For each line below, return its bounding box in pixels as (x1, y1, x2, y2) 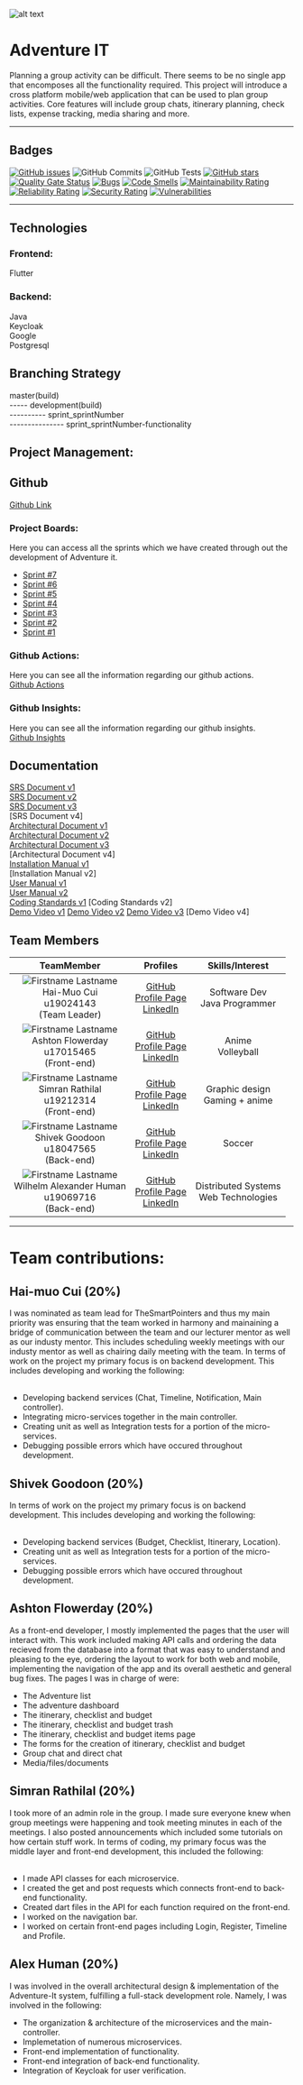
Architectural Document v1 (9, 821, 108, 831)
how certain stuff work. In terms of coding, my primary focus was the (9, 1836, 267, 1847)
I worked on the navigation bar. (22, 1911, 138, 1922)
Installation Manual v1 (9, 859, 89, 869)
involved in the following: (9, 1999, 102, 2010)
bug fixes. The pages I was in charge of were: (9, 1673, 179, 1684)
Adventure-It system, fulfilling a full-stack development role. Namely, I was (9, 1989, 287, 2001)
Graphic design (206, 1083, 271, 1096)
